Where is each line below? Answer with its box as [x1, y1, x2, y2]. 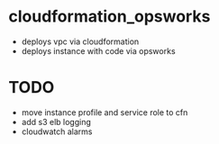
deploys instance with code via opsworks [21, 45, 177, 56]
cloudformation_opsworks [8, 6, 211, 27]
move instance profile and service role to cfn [21, 106, 188, 118]
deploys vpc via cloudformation [21, 36, 140, 47]
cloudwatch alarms [21, 126, 93, 137]
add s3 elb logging [21, 116, 91, 127]
